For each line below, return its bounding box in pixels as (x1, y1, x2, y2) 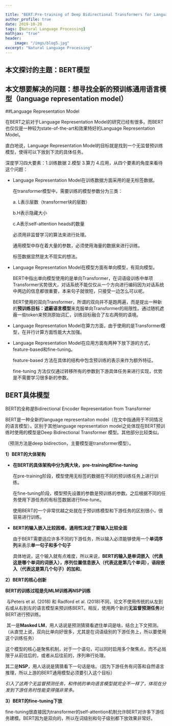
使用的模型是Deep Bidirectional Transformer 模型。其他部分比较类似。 (14, 429, 162, 435)
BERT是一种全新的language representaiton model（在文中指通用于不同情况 (5, 416, 163, 422)
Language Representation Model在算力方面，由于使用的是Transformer (12, 322, 161, 329)
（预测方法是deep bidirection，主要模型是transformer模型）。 (5, 440, 134, 446)
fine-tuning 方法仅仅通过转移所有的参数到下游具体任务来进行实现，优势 (12, 368, 163, 374)
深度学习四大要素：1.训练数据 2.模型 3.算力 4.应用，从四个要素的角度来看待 (5, 159, 163, 166)
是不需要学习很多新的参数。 (12, 374, 71, 380)
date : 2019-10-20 (5, 22, 42, 27)
